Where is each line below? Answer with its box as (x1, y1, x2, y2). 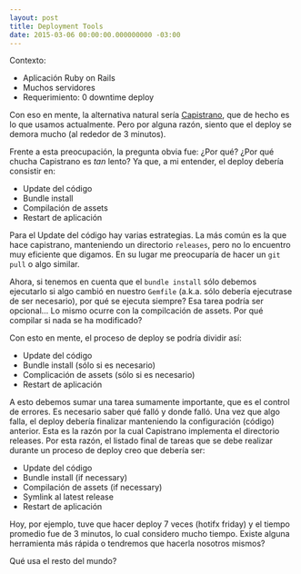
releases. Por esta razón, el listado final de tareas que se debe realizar (9, 435, 273, 446)
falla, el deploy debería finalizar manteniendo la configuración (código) (9, 416, 275, 427)
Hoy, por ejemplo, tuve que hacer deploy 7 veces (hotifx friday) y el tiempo (9, 519, 291, 529)
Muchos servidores (22, 83, 95, 94)
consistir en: (9, 165, 56, 177)
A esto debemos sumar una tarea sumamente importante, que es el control (9, 397, 290, 408)
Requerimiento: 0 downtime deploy (22, 92, 155, 103)
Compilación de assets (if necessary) (22, 482, 163, 493)
